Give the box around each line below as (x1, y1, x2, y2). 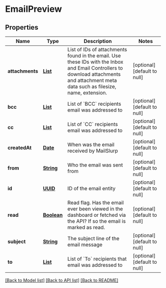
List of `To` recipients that (67, 255, 127, 262)
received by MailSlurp (67, 147, 119, 154)
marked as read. (67, 224, 105, 231)
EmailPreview (5, 3, 62, 15)
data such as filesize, (67, 83, 117, 90)
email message (67, 241, 103, 248)
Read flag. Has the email (67, 199, 124, 206)
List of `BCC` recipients (67, 100, 122, 107)
